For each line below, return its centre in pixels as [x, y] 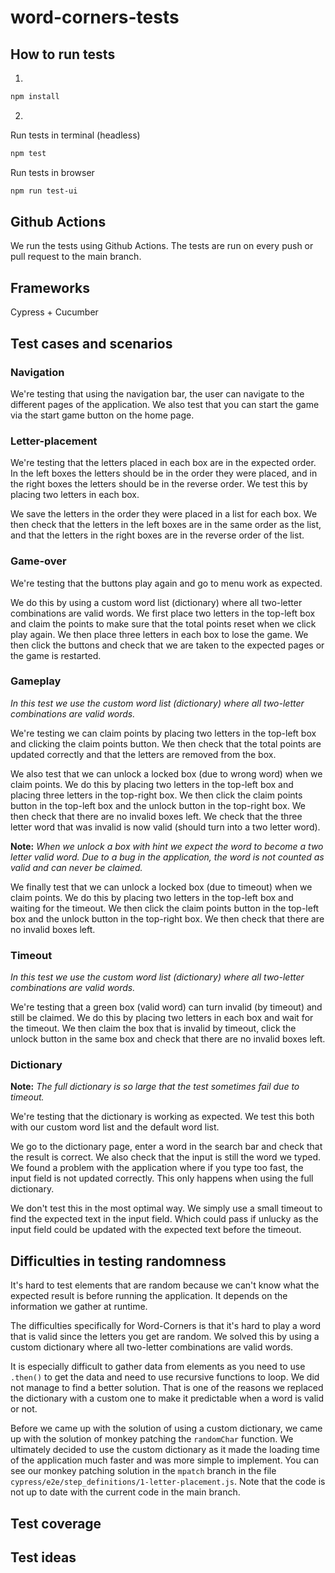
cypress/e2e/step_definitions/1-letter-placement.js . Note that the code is [168, 1482]
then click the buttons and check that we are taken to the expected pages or [167, 645]
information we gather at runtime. [79, 1307]
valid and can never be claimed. [76, 867]
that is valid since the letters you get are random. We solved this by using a [165, 1337]
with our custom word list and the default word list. [115, 1127]
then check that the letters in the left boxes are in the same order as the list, [166, 525]
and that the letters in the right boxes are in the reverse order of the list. [157, 535]
